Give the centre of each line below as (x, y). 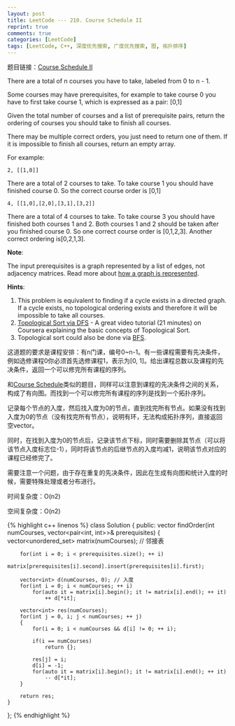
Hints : (16, 287)
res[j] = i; (50, 660)
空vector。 (23, 425)
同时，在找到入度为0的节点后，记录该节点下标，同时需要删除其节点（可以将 (116, 440)
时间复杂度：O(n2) (34, 496)
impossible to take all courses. (61, 315)
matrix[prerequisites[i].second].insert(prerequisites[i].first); (106, 567)
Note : (15, 252)
